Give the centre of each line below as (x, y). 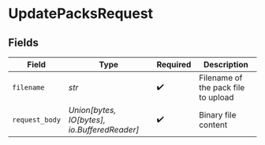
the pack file (222, 87)
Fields (24, 43)
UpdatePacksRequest (81, 14)
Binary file (217, 115)
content (213, 125)
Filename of (220, 78)
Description (226, 65)
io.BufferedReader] (104, 130)
